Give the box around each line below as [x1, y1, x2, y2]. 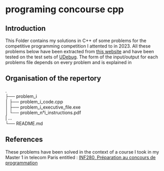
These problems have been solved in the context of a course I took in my [5, 148, 159, 155]
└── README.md [5, 120, 43, 126]
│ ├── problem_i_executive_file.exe [5, 104, 81, 110]
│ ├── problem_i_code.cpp [5, 98, 63, 104]
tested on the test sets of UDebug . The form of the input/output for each [5, 54, 158, 60]
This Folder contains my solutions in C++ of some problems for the [5, 37, 147, 44]
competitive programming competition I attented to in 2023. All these [5, 43, 151, 49]
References [5, 135, 43, 144]
